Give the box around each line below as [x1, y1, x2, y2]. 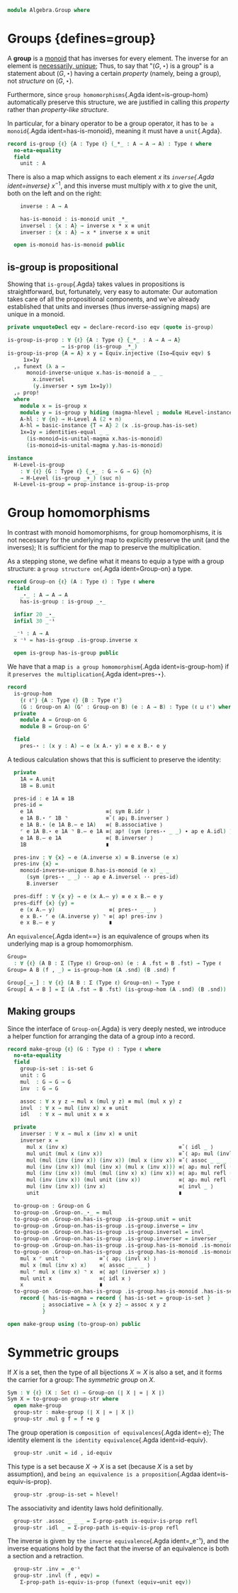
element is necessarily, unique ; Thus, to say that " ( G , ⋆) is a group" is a [7, 61, 214, 70]
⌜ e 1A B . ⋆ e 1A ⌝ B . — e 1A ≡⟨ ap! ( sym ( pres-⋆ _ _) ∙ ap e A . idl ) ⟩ [20, 827, 233, 835]
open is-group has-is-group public [13, 650, 119, 657]
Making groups [7, 1006, 76, 1018]
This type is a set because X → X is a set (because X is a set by [7, 1462, 193, 1470]
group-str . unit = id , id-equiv [13, 1449, 113, 1456]
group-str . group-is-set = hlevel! [13, 1491, 119, 1498]
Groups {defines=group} [7, 30, 156, 47]
